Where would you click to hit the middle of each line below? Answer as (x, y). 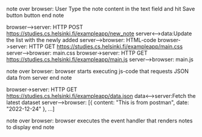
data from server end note (39, 78)
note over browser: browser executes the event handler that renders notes (99, 121)
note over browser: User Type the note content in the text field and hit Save (101, 9)
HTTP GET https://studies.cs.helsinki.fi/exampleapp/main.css (106, 46)
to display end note (30, 127)
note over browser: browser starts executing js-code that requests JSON (97, 71)
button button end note (35, 15)
